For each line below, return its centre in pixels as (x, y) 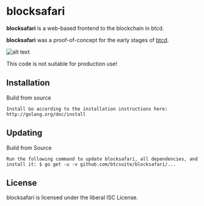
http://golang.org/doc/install (46, 114)
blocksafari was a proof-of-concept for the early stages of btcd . (88, 40)
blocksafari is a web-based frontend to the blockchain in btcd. (85, 28)
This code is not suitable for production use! (62, 64)
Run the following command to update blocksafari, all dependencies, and (102, 159)
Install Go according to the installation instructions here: (87, 109)
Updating (24, 133)
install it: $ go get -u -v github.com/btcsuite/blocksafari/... (91, 164)
